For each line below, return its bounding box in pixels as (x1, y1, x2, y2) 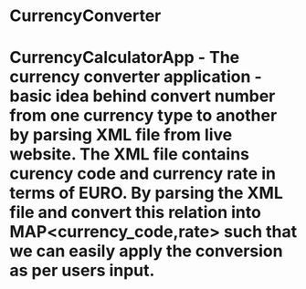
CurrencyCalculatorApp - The (9, 47, 240, 68)
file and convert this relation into (9, 202, 262, 223)
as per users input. (9, 261, 155, 281)
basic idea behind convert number (9, 86, 276, 107)
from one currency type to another (9, 106, 278, 126)
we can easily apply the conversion (9, 241, 283, 262)
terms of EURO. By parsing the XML (9, 183, 283, 203)
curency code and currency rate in (9, 163, 277, 184)
